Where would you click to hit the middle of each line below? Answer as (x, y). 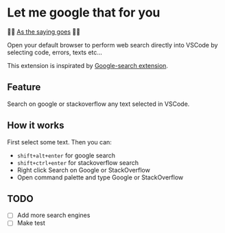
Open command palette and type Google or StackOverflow (100, 177)
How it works (36, 125)
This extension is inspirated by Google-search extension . (87, 65)
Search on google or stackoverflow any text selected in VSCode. (98, 104)
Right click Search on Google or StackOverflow (84, 170)
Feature (24, 87)
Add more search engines (54, 215)
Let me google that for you (84, 13)
